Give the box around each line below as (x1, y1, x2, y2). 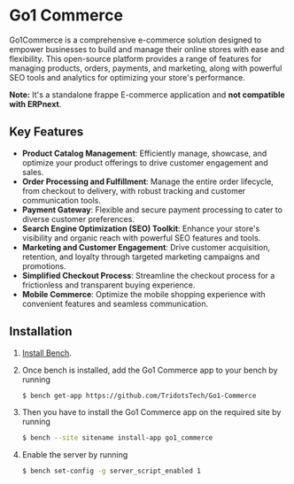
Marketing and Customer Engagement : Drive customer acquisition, (21, 242, 271, 252)
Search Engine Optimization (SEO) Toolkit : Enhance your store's (21, 223, 260, 234)
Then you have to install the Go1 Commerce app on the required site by (21, 407, 282, 418)
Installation (9, 324, 73, 339)
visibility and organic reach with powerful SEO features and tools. (21, 232, 261, 243)
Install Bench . (21, 347, 73, 358)
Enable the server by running (21, 449, 128, 460)
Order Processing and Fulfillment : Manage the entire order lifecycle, (21, 176, 275, 187)
